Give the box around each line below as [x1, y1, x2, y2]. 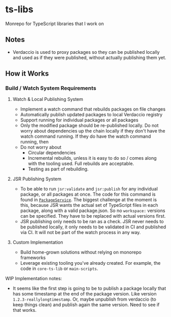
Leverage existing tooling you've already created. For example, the [20, 260, 161, 266]
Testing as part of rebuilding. [28, 166, 89, 172]
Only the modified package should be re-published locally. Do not [20, 122, 159, 129]
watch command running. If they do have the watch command [20, 133, 151, 139]
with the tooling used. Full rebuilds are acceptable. [28, 160, 134, 167]
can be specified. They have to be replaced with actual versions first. [20, 213, 166, 219]
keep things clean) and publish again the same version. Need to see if [12, 302, 160, 308]
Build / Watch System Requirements [5, 84, 96, 92]
